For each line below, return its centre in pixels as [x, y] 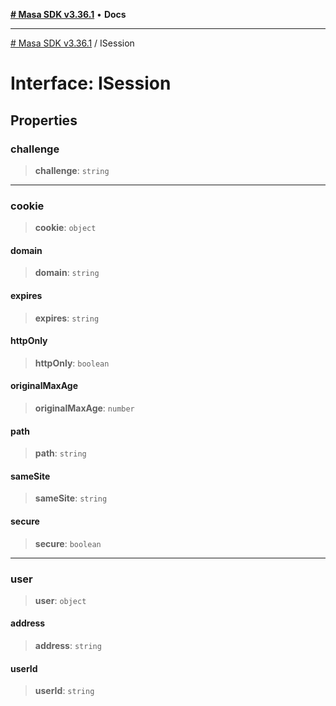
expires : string [67, 318]
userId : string [64, 691]
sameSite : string [71, 498]
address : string [68, 646]
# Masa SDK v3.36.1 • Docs [68, 14]
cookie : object [65, 228]
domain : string [67, 273]
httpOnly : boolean [72, 363]
